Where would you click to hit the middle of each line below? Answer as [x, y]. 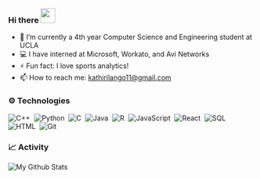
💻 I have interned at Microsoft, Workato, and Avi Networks [114, 54]
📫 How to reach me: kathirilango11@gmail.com [96, 77]
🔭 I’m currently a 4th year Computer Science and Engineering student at [136, 37]
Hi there [23, 20]
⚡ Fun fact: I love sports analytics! [74, 66]
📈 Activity [29, 147]
